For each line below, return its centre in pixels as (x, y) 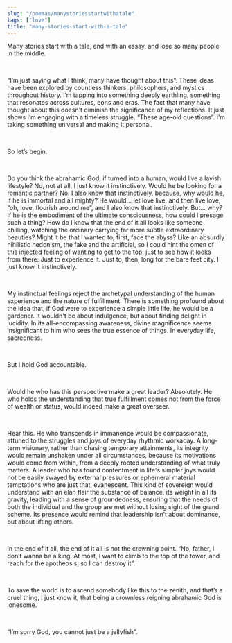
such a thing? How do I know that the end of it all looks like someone (105, 223)
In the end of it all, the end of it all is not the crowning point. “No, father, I (111, 549)
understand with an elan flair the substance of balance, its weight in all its (112, 492)
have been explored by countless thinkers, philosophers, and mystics (106, 88)
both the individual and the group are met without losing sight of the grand (113, 507)
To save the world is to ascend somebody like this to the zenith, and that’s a (115, 590)
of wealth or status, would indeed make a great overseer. (88, 406)
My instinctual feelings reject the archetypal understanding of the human (111, 294)
